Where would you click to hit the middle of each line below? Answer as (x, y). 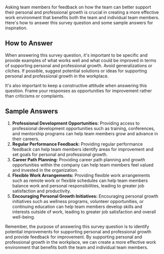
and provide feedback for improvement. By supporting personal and (74, 237)
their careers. (26, 139)
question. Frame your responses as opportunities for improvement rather (79, 91)
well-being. (23, 217)
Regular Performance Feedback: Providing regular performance (77, 144)
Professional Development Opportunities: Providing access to (76, 123)
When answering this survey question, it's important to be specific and (76, 55)
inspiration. (16, 28)
